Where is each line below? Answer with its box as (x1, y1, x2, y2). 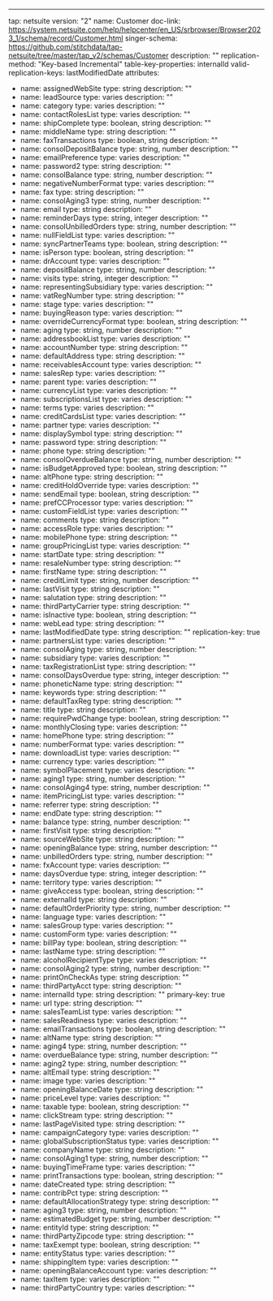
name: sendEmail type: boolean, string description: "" (19, 489, 200, 499)
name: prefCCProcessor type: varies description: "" (19, 498, 193, 508)
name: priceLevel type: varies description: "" (19, 1093, 171, 1103)
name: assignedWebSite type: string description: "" (19, 84, 193, 93)
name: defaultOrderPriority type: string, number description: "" (19, 903, 231, 913)
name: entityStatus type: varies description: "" (19, 1248, 175, 1258)
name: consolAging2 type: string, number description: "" (19, 964, 210, 973)
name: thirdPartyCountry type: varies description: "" (19, 1283, 195, 1292)
